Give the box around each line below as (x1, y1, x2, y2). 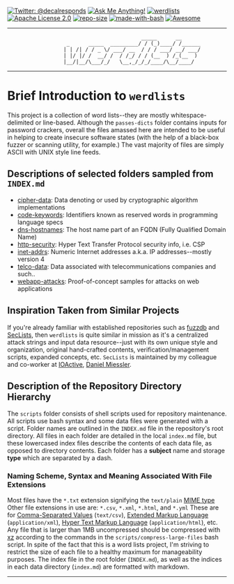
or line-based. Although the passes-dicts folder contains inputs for (35, 118, 227, 127)
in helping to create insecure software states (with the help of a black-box (7, 133, 219, 141)
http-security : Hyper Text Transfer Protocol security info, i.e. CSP (17, 240, 205, 248)
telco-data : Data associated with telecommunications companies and (17, 262, 217, 271)
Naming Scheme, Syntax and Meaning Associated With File (7, 471, 212, 481)
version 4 (17, 255, 45, 263)
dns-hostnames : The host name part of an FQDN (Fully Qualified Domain (17, 225, 226, 233)
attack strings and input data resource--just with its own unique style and (7, 338, 218, 346)
